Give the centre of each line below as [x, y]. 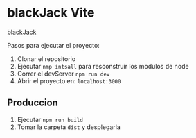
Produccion [33, 103]
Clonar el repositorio [46, 59]
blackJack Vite [51, 13]
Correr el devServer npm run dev [63, 74]
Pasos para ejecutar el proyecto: [54, 45]
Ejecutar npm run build [50, 119]
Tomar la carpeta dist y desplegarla [69, 127]
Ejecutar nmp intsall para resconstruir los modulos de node [103, 66]
